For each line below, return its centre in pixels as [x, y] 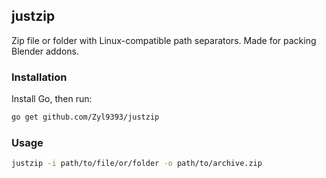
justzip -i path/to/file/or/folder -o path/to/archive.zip [137, 164]
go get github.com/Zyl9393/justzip [85, 117]
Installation [39, 77]
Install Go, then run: [52, 99]
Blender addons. [45, 51]
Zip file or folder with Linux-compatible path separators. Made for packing [164, 40]
